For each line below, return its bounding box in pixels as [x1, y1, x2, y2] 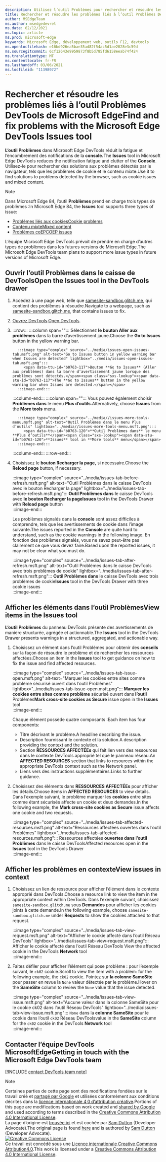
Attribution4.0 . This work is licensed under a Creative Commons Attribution [5, 1146, 157, 1152]
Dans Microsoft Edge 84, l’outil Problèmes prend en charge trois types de [5, 198, 155, 204]
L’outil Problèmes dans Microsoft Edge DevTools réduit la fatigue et [5, 147, 143, 153]
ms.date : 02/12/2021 [5, 26, 48, 31]
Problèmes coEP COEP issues [12, 229, 73, 235]
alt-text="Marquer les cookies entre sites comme [45, 675, 145, 681]
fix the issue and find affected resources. [12, 660, 96, 666]
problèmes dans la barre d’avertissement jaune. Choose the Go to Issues [12, 332, 161, 338]
